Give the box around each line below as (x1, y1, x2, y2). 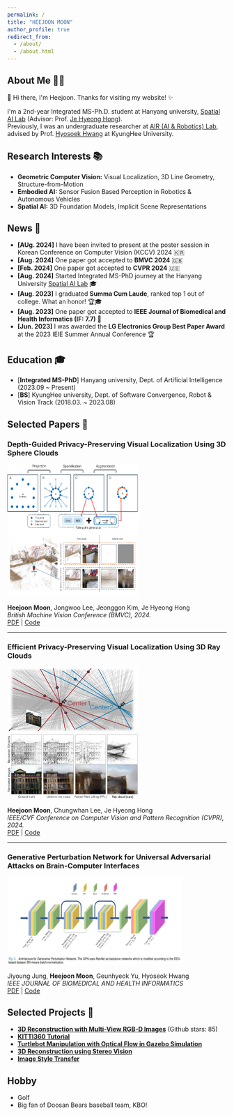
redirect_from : (7, 33, 52, 40)
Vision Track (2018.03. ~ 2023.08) (17, 398, 116, 407)
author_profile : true (7, 26, 70, 33)
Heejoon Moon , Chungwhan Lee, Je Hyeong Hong (7, 806, 153, 815)
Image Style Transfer (17, 1055, 80, 1063)
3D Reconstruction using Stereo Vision (17, 1047, 132, 1056)
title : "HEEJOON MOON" (7, 18, 73, 26)
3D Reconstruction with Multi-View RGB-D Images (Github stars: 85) (17, 1025, 218, 1034)
